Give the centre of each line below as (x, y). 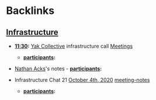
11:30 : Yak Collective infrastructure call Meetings (74, 46)
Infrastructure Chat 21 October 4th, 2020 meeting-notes (82, 80)
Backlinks (30, 11)
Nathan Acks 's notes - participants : (58, 69)
